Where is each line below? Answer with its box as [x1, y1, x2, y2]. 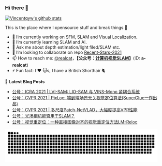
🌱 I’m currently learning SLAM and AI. [12, 39, 87, 45]
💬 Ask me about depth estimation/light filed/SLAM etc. [12, 45, 120, 50]
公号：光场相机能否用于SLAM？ [12, 113, 75, 119]
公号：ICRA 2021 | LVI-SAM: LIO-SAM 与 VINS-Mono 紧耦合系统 [12, 89, 140, 95]
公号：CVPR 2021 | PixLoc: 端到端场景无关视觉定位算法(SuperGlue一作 [12, 95, 153, 101]
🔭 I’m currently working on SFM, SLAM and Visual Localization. [12, 34, 138, 40]
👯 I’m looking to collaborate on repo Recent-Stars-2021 [12, 49, 122, 55]
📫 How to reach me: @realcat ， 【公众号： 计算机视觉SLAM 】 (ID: [12, 55, 140, 61]
